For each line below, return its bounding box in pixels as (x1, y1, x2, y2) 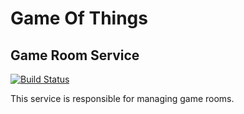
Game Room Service (10, 47, 140, 64)
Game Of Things (10, 7, 148, 30)
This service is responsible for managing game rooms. (10, 93, 235, 104)
